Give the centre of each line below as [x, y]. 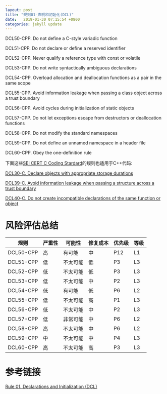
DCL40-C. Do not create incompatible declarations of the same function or [83, 199]
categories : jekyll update [34, 24]
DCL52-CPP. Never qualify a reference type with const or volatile [73, 58]
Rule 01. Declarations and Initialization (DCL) [51, 387]
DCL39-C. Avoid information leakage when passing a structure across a [80, 183]
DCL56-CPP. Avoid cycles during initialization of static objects [70, 108]
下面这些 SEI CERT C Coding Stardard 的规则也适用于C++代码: [69, 163]
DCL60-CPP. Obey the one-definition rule [48, 153]
